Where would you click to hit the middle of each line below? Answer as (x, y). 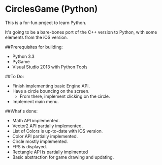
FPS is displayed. (30, 146)
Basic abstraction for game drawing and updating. (63, 157)
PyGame (21, 61)
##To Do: (15, 76)
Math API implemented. (36, 120)
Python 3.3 (23, 56)
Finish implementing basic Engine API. (51, 86)
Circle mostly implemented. (40, 141)
